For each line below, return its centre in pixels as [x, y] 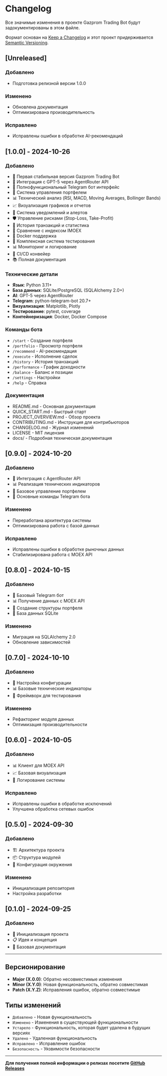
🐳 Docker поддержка [34, 236]
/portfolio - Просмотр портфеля [47, 345]
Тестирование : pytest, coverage [46, 312]
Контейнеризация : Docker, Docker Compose [60, 317]
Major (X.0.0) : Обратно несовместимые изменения [67, 979]
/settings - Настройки [36, 377]
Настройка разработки [37, 894]
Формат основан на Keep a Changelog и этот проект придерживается [79, 37]
